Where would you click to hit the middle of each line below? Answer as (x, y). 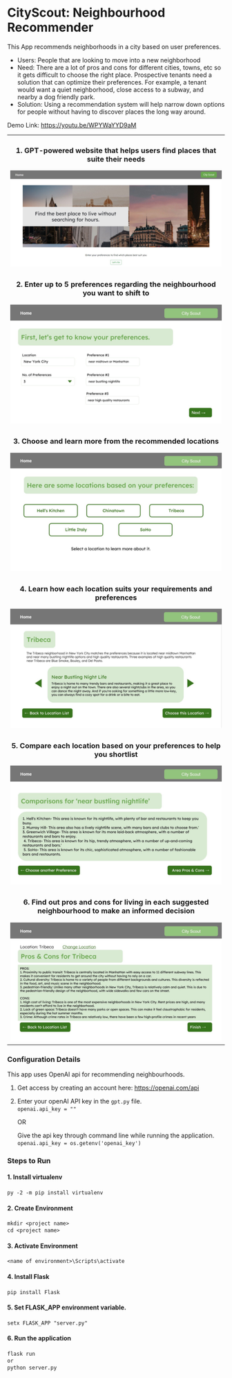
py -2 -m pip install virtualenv (55, 1193)
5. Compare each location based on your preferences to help (116, 745)
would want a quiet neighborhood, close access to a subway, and (110, 89)
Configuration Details (44, 1059)
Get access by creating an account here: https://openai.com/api (108, 1088)
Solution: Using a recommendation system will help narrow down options (121, 104)
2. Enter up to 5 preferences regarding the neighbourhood (116, 284)
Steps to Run (29, 1160)
